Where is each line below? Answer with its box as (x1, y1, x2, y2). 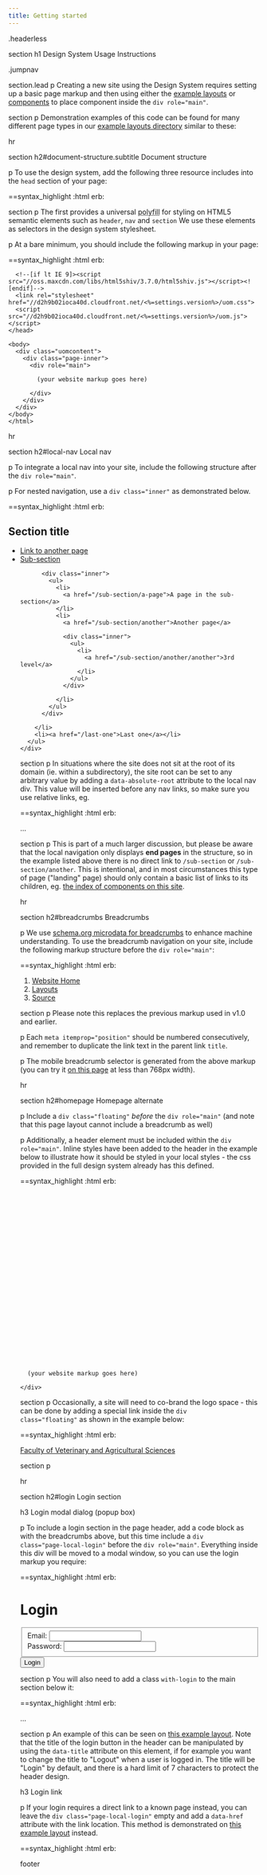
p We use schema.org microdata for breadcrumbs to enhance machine (19, 928, 253, 937)
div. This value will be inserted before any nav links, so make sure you (19, 784, 249, 794)
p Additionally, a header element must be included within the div (19, 1136, 232, 1145)
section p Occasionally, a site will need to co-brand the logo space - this (19, 1398, 258, 1407)
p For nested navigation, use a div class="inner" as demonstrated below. (8, 486, 251, 496)
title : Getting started (8, 11, 88, 20)
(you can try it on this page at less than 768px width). (19, 1065, 195, 1075)
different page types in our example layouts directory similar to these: (8, 121, 237, 130)
